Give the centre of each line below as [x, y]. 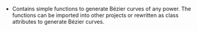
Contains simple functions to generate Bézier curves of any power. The [102, 9]
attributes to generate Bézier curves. [58, 22]
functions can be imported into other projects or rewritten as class [95, 15]
